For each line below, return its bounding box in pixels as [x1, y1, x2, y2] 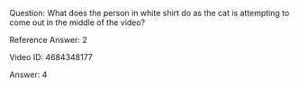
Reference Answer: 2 [9, 35, 87, 45]
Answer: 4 [9, 69, 48, 80]
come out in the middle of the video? [9, 17, 146, 28]
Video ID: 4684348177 [9, 52, 93, 62]
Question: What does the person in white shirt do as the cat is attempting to [9, 8, 290, 18]
